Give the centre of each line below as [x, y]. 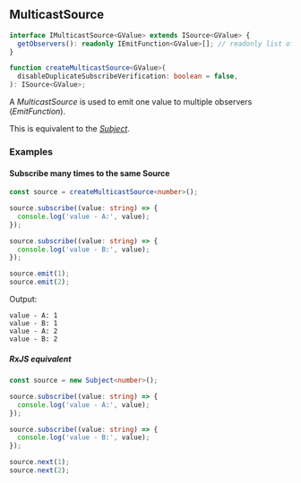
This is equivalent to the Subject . [69, 129]
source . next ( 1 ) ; [39, 462]
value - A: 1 [34, 316]
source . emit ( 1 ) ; [39, 274]
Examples [31, 151]
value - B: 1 [34, 324]
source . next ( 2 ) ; [39, 470]
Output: [23, 300]
